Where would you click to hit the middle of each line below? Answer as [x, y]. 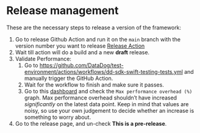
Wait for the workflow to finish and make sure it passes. [94, 84]
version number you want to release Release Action [80, 46]
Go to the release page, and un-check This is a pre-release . [91, 123]
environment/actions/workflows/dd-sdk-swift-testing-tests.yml [103, 71]
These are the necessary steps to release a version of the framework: [94, 27]
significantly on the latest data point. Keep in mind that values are [106, 104]
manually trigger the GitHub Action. [69, 78]
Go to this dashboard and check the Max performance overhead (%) [108, 91]
